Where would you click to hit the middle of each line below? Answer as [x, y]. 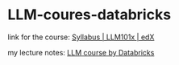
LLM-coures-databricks [89, 15]
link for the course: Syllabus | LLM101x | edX [81, 37]
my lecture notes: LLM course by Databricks [81, 52]
